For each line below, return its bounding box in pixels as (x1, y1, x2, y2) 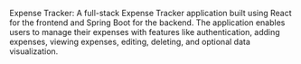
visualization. (9, 46, 59, 57)
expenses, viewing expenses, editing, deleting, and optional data (9, 36, 251, 47)
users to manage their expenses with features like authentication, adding (9, 27, 280, 37)
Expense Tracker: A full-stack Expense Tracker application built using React (9, 8, 292, 18)
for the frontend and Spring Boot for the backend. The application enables (9, 17, 286, 28)
